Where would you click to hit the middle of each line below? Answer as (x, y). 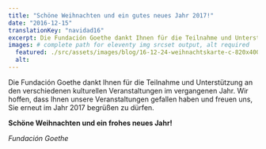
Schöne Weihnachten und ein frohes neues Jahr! (90, 123)
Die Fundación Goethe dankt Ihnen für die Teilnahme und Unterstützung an (131, 82)
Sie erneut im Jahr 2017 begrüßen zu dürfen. (81, 107)
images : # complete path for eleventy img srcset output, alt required (129, 45)
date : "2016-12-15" (40, 23)
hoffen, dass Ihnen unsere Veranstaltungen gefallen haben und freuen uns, (131, 99)
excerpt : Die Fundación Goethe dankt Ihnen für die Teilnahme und (120, 38)
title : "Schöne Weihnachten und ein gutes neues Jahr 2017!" (111, 15)
